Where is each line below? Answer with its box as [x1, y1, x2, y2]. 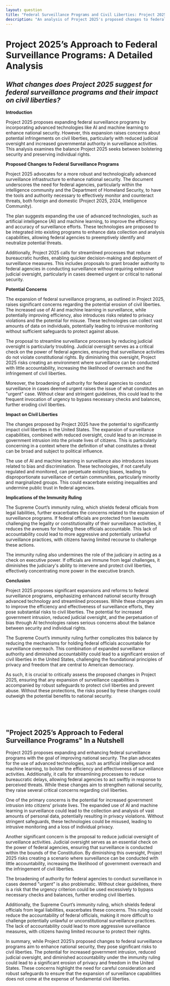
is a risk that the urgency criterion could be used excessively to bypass [6, 886, 153, 892]
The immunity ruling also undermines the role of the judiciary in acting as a [6, 552, 161, 558]
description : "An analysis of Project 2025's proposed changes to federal [6, 17, 166, 22]
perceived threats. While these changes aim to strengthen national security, [6, 782, 163, 788]
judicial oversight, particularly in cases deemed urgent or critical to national [6, 271, 162, 277]
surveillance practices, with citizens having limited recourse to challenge [6, 536, 157, 543]
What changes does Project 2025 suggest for [6, 80, 153, 88]
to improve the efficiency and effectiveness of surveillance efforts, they [6, 604, 154, 610]
